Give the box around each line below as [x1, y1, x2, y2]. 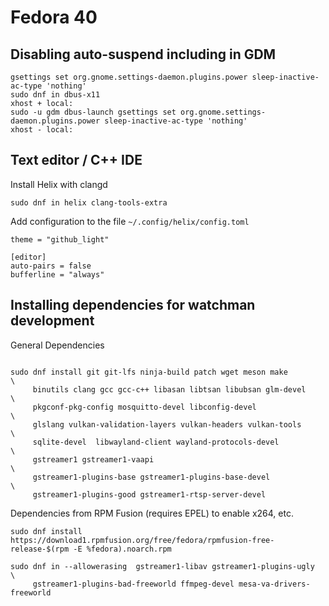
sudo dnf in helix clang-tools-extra [10, 197, 168, 208]
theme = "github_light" [10, 234, 110, 245]
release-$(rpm [10, 544, 70, 554]
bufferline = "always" [10, 269, 105, 280]
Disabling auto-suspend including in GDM [10, 46, 277, 63]
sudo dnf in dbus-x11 [10, 90, 101, 100]
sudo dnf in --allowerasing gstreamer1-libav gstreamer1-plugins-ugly [10, 561, 315, 571]
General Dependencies [10, 339, 105, 351]
